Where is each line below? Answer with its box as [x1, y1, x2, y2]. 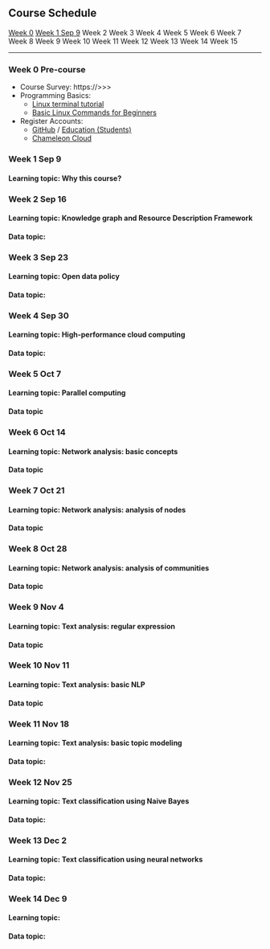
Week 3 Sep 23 [8, 252, 68, 263]
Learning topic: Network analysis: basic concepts [8, 446, 178, 456]
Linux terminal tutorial [31, 100, 104, 109]
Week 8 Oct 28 [8, 543, 67, 554]
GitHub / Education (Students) [31, 125, 132, 135]
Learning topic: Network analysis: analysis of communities [8, 562, 210, 573]
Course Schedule [8, 6, 97, 20]
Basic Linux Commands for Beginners [31, 108, 157, 117]
